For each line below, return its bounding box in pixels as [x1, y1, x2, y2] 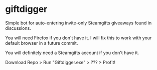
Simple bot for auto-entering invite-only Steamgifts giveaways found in [5, 20, 152, 26]
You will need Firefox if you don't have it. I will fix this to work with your [5, 35, 152, 41]
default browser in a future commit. [5, 40, 78, 46]
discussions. [5, 25, 31, 31]
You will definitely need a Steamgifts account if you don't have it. [5, 50, 139, 56]
